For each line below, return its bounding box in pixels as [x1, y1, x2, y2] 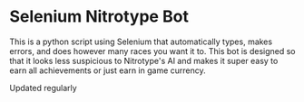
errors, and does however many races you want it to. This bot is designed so [9, 45, 296, 56]
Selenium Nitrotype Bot [9, 6, 189, 27]
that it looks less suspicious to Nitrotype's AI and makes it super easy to [9, 55, 279, 66]
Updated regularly [9, 82, 77, 93]
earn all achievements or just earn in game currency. [9, 65, 206, 76]
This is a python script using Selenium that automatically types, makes [9, 36, 273, 47]
